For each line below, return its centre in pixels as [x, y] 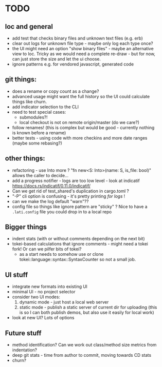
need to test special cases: [39, 112]
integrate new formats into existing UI [50, 286]
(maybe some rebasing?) [37, 143]
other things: [25, 158]
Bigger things [26, 227]
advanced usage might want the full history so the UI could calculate [81, 96]
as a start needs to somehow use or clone [61, 254]
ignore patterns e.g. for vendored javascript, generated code [73, 64]
